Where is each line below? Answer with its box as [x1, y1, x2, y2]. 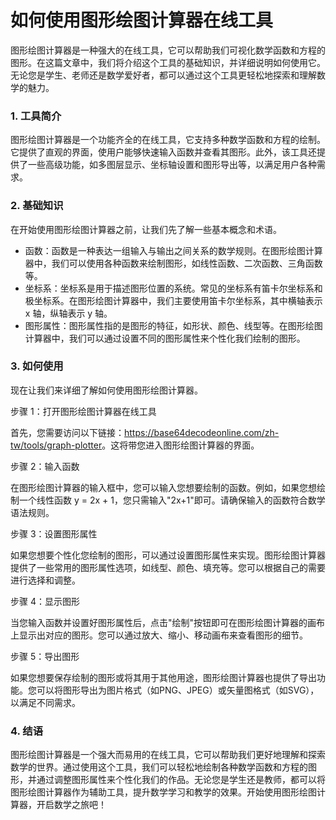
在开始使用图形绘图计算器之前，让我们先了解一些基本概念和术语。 [10, 223, 282, 235]
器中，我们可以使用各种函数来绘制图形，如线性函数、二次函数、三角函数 [24, 257, 323, 269]
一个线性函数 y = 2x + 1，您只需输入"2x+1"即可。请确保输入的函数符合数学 [18, 494, 326, 506]
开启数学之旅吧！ [36, 799, 107, 811]
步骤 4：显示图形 [10, 595, 80, 607]
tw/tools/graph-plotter [10, 439, 103, 451]
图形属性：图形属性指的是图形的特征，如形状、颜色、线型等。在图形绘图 [24, 319, 323, 331]
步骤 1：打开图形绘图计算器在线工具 [10, 405, 157, 417]
